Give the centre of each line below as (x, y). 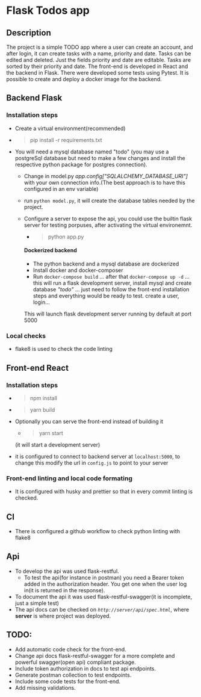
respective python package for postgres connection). (81, 164)
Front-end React (38, 368)
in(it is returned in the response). (64, 590)
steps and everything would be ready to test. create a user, (106, 296)
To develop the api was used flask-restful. (67, 571)
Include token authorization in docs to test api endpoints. (85, 668)
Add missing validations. (45, 687)
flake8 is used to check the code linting (64, 349)
